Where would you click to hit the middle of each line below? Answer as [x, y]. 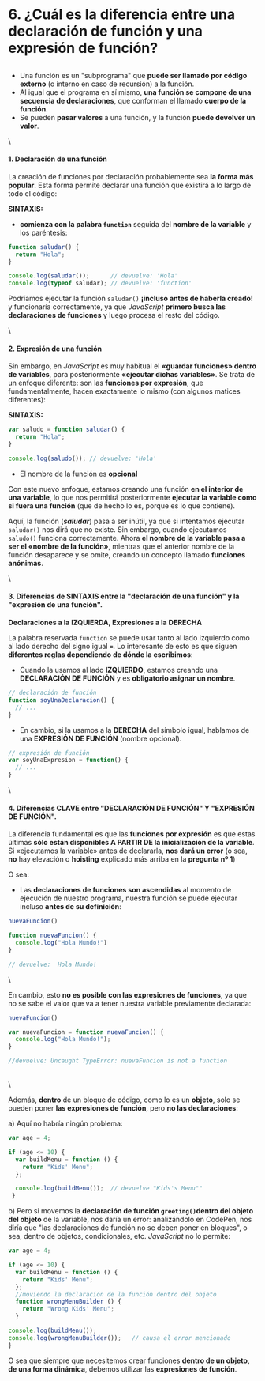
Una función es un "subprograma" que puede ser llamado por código [133, 75]
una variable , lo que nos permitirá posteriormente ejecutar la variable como [132, 497]
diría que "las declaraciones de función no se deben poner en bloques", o [128, 1228]
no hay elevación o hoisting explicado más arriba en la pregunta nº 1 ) [122, 859]
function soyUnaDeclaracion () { [61, 700]
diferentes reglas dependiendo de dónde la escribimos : [101, 655]
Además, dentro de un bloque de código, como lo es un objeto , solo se [124, 1100]
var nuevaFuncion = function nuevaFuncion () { [86, 1032]
